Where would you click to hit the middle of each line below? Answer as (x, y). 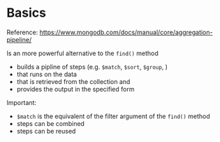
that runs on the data (47, 74)
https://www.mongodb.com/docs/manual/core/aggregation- (126, 32)
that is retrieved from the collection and (73, 81)
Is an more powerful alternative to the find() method (82, 53)
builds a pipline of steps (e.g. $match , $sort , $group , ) (92, 66)
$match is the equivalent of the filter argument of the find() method (113, 116)
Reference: (22, 32)
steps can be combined (51, 123)
